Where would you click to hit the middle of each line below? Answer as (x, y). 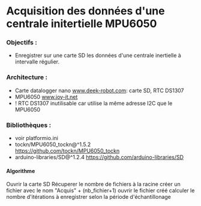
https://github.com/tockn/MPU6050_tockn (67, 151)
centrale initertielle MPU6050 (82, 24)
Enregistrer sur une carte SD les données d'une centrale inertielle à (98, 56)
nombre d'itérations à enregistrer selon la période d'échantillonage (88, 197)
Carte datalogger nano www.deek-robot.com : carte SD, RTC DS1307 (99, 90)
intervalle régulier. (37, 62)
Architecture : (27, 77)
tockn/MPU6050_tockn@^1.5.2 (53, 144)
